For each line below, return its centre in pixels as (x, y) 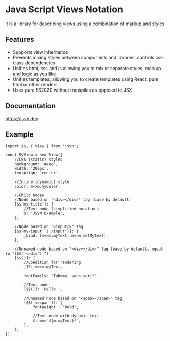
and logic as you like (34, 74)
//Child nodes (29, 195)
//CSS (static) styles (39, 160)
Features (20, 40)
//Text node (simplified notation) (62, 209)
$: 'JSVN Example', (44, 213)
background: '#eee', (36, 164)
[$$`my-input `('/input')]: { (47, 231)
